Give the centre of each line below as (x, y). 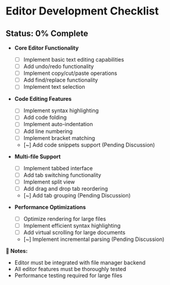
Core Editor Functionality (47, 48)
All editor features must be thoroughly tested (70, 269)
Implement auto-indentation (58, 124)
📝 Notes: (17, 251)
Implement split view (49, 182)
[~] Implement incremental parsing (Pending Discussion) (94, 239)
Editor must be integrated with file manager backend (80, 263)
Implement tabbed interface (58, 168)
